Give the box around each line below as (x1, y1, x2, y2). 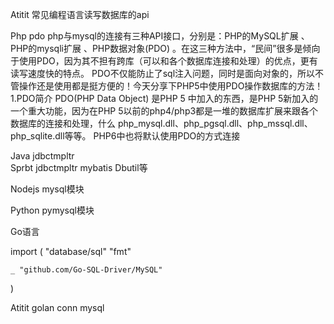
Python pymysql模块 (10, 204, 95, 216)
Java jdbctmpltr (10, 150, 75, 162)
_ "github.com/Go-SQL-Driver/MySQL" (10, 265, 163, 275)
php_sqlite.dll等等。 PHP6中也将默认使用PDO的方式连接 (10, 130, 241, 142)
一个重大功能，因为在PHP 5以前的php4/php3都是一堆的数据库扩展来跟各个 (10, 105, 319, 117)
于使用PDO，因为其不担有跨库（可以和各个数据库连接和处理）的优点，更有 (10, 55, 318, 67)
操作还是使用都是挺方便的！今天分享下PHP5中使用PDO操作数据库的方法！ (18, 80, 324, 92)
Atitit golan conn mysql (10, 302, 105, 313)
